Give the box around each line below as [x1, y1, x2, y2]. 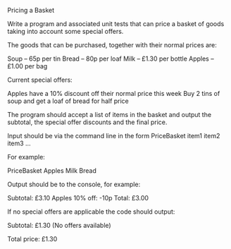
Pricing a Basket [7, 6, 55, 14]
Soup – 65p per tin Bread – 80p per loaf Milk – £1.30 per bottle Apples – [7, 54, 214, 63]
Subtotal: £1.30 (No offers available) [7, 221, 111, 229]
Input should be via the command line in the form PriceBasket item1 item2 [7, 132, 220, 140]
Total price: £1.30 [7, 235, 58, 243]
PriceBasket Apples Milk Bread [7, 166, 97, 175]
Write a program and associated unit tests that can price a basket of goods [7, 20, 225, 28]
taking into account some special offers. [7, 28, 124, 35]
